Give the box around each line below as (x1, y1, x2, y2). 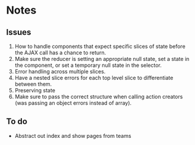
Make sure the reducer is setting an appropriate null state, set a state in (14, 56, 190, 62)
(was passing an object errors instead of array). (14, 99, 132, 107)
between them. (14, 80, 52, 88)
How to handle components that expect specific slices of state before (14, 43, 185, 50)
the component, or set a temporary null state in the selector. (14, 62, 162, 69)
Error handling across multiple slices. (14, 68, 106, 75)
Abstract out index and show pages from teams (14, 132, 132, 139)
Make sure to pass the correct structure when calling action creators (14, 93, 183, 100)
